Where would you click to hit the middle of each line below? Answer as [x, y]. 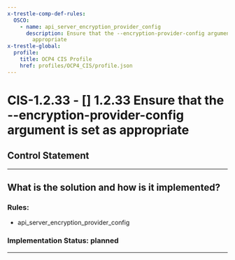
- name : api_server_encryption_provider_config [90, 27]
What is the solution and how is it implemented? [114, 188]
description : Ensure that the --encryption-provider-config [115, 33]
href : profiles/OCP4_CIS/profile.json [76, 66]
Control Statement [48, 156]
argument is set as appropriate [98, 130]
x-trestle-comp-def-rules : [47, 14]
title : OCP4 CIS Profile [56, 59]
